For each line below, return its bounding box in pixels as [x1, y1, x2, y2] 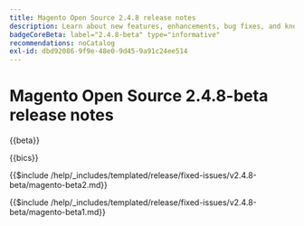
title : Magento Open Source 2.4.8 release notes [9, 13, 196, 23]
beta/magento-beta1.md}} [9, 207, 106, 218]
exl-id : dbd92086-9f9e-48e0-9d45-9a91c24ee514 [9, 47, 188, 56]
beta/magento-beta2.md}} [9, 180, 109, 191]
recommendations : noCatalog [9, 38, 116, 48]
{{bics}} [9, 153, 39, 164]
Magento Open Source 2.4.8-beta [9, 86, 269, 107]
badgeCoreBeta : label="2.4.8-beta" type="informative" [9, 30, 221, 39]
